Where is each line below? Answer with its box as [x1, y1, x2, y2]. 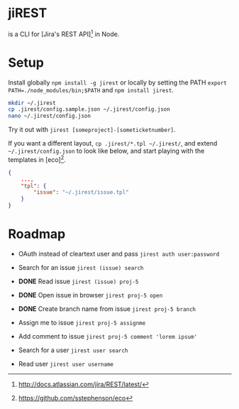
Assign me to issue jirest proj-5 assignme [18, 318, 146, 327]
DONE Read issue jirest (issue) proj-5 [18, 277, 139, 285]
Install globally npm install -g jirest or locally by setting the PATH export [8, 78, 228, 87]
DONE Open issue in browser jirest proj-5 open [18, 291, 163, 299]
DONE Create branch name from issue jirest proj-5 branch [18, 305, 196, 313]
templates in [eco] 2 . [8, 154, 66, 164]
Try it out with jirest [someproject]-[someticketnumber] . [8, 126, 176, 134]
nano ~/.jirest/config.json [8, 112, 91, 120]
